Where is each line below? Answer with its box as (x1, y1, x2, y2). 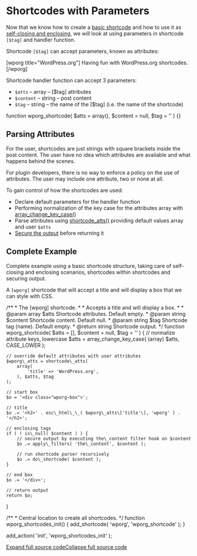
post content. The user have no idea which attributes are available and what (6, 151, 191, 158)
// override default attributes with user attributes (6, 353, 142, 359)
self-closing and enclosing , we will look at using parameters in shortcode (6, 30, 184, 37)
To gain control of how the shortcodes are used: (6, 187, 123, 194)
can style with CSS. (6, 292, 54, 299)
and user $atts (14, 223, 51, 230)
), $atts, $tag (17, 374, 54, 380)
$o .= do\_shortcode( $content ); (17, 456, 101, 462)
